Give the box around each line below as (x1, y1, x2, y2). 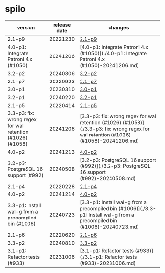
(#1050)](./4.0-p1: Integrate (80, 50, 147, 56)
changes (108, 24, 129, 31)
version (17, 24, 35, 31)
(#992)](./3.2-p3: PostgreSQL (80, 163, 151, 169)
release (53, 21, 71, 28)
